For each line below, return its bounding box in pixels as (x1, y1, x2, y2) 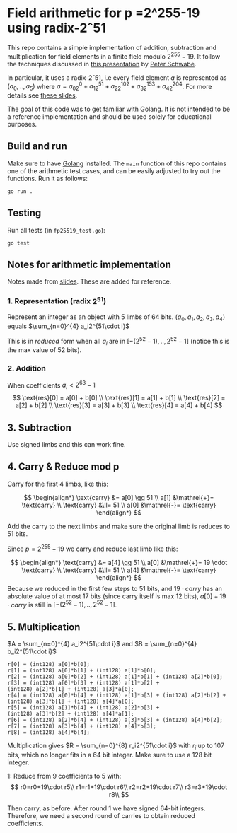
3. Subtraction (7, 421, 72, 433)
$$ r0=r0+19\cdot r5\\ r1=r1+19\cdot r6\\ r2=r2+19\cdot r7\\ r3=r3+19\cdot (10, 783, 228, 791)
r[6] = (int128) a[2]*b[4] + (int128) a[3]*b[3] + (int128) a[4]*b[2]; (7, 716, 223, 723)
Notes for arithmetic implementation (7, 259, 172, 271)
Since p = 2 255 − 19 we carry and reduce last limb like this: (7, 543, 178, 553)
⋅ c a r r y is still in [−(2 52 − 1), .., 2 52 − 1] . (7, 599, 117, 609)
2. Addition (7, 363, 46, 373)
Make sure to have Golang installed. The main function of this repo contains (7, 159, 226, 168)
